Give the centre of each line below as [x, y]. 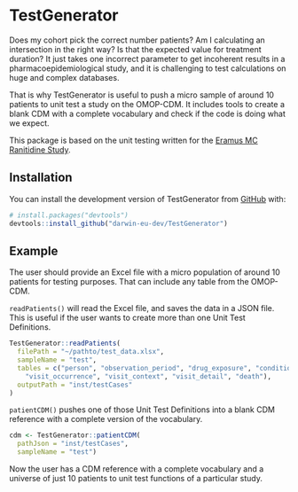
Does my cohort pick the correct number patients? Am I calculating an [137, 40]
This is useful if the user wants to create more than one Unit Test [127, 318]
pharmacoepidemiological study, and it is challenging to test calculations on [148, 68]
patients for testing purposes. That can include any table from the [129, 282]
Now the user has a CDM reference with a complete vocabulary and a [137, 469]
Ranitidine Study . [40, 149]
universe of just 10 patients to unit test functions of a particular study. [136, 479]
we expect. [30, 123]
